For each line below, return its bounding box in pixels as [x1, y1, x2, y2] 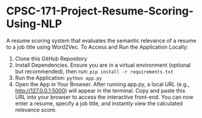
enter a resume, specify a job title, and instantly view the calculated [14, 99, 183, 107]
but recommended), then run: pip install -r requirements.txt [14, 67, 174, 75]
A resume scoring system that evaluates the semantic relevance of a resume [6, 37, 197, 44]
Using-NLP [6, 17, 62, 31]
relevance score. [14, 106, 57, 113]
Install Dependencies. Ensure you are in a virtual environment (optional [14, 61, 191, 69]
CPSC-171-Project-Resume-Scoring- [6, 4, 194, 18]
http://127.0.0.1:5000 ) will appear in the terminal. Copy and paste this [14, 87, 186, 94]
